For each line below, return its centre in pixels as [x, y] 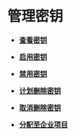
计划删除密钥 [40, 90]
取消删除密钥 [40, 108]
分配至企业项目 [43, 124]
